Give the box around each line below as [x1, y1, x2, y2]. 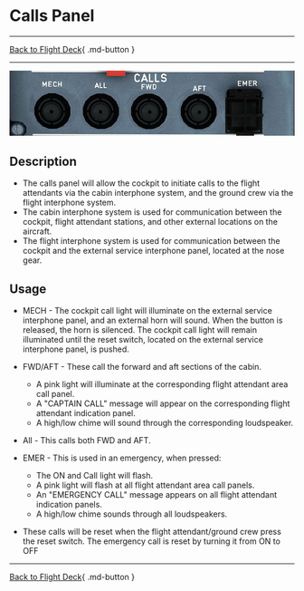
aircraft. [22, 226, 52, 237]
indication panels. [35, 499, 102, 510]
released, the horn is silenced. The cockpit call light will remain [22, 325, 258, 335]
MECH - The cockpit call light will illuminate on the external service [22, 305, 273, 316]
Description [9, 153, 77, 169]
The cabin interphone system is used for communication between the [22, 207, 282, 218]
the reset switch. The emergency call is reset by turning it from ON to [22, 536, 280, 547]
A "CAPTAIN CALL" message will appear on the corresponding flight [35, 398, 290, 409]
